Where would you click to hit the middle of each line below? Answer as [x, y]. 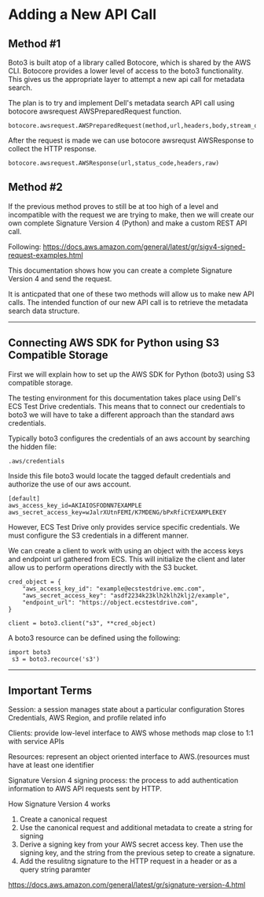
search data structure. [44, 311]
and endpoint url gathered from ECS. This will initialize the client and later [127, 559]
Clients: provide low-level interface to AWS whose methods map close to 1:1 [131, 733]
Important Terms [50, 691]
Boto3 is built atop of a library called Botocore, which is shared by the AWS [130, 62]
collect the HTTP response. [52, 149]
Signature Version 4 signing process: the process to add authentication [123, 780]
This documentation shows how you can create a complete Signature [120, 270]
